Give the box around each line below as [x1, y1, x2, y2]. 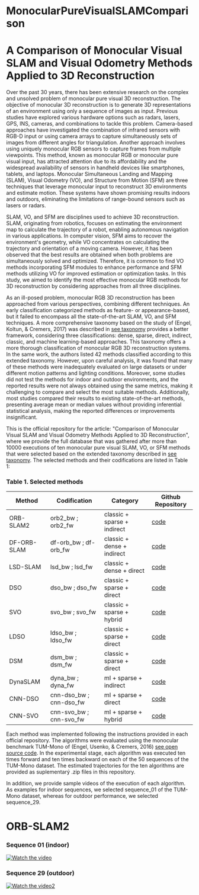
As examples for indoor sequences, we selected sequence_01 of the [6, 786, 173, 793]
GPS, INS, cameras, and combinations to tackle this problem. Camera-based [6, 120, 193, 127]
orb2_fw [50, 521, 74, 530]
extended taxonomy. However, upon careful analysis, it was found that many [6, 357, 192, 364]
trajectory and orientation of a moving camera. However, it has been [6, 245, 173, 252]
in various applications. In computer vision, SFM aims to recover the [6, 232, 172, 239]
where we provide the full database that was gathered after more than [6, 438, 177, 445]
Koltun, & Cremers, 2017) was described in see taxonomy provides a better [6, 326, 189, 333]
